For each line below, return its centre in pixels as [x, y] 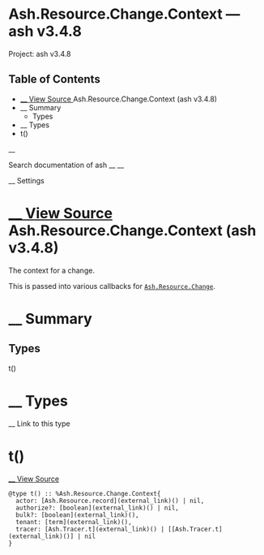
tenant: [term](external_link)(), [74, 522]
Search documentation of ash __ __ [66, 165]
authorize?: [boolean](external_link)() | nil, [98, 508]
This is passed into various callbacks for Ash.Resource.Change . [112, 286]
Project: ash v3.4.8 [40, 54]
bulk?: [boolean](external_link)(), [77, 515]
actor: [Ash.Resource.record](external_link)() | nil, [110, 501]
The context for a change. [52, 270]
